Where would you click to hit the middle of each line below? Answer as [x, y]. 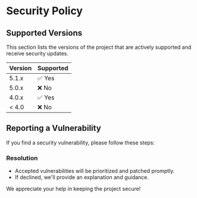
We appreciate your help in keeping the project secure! [74, 189]
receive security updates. [37, 54]
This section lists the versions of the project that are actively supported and [99, 47]
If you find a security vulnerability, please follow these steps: [81, 142]
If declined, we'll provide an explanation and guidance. [82, 177]
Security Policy [45, 11]
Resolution [22, 158]
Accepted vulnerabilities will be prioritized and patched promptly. [95, 171]
